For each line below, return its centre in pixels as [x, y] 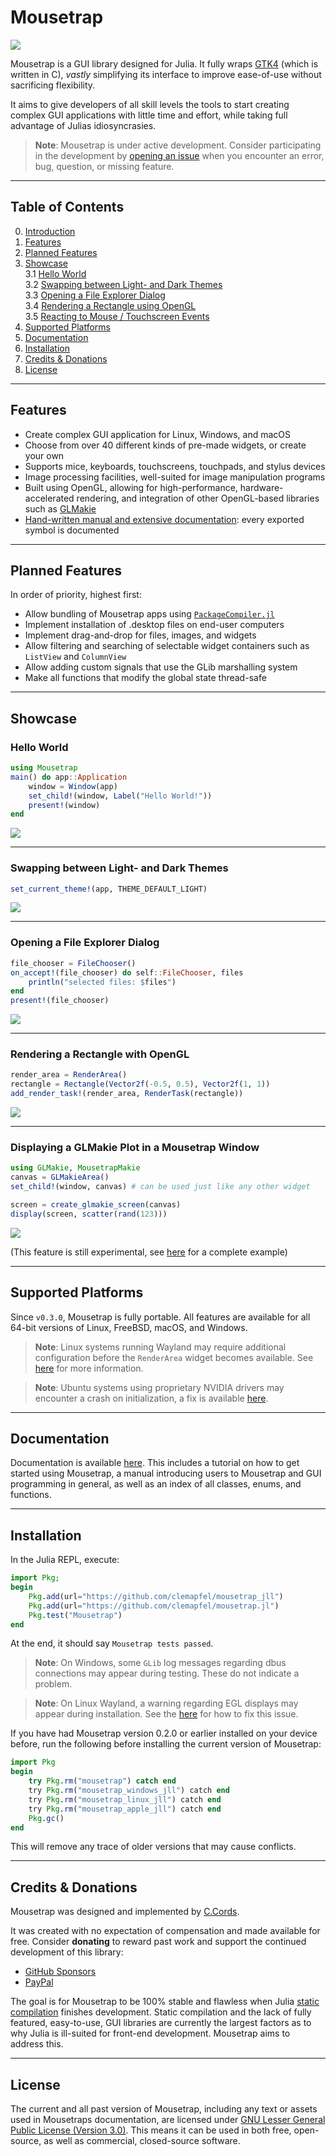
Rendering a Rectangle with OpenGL [100, 1054]
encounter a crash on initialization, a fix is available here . [151, 1398]
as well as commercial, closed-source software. [142, 2141]
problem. [53, 1684]
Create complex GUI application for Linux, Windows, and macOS [158, 434]
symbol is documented [72, 530]
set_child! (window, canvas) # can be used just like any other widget [160, 1187]
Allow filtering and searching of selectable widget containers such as [167, 646]
